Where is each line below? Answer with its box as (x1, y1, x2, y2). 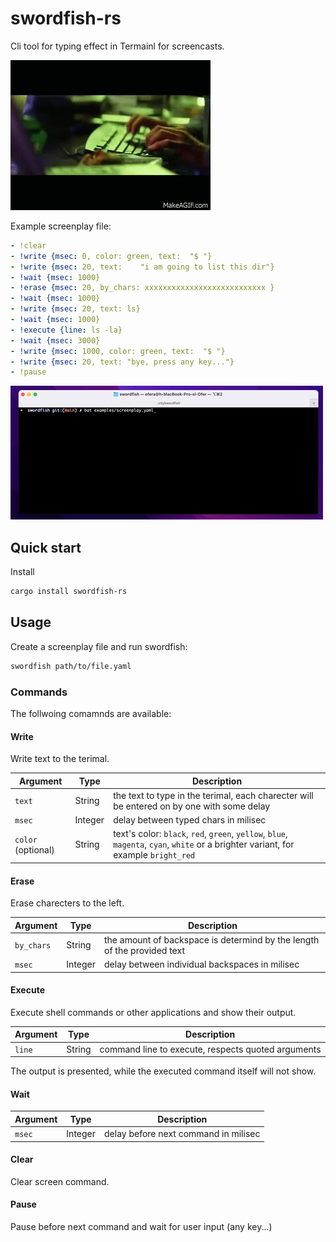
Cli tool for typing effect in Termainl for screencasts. (10, 40, 225, 52)
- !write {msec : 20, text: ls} (10, 304, 141, 314)
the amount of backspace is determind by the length (104, 933, 320, 946)
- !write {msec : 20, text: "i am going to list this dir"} (10, 262, 275, 272)
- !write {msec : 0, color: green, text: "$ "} (10, 251, 213, 261)
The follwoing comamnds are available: (10, 707, 172, 719)
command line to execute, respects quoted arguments (99, 1043, 322, 1055)
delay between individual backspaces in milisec (104, 958, 300, 971)
